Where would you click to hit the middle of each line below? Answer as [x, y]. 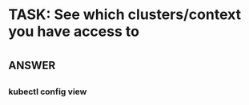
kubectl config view [48, 91]
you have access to [74, 31]
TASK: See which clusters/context [125, 15]
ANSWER [32, 66]
